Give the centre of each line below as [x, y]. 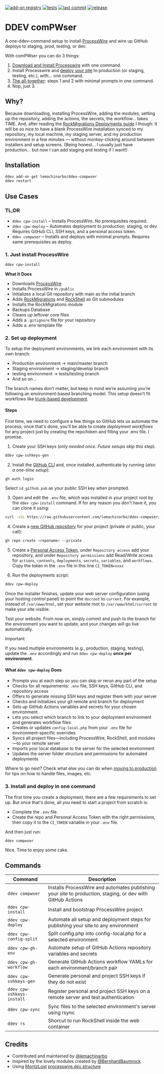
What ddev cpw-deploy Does [33, 670]
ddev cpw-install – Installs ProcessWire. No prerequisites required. [80, 221]
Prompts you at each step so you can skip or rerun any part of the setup [84, 681]
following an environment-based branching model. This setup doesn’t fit [78, 394]
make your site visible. [28, 609]
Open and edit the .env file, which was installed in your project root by [83, 498]
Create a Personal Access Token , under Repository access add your [81, 550]
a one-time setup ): [31, 470]
